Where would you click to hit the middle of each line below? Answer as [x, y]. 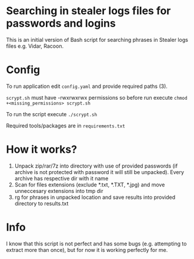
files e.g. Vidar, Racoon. [35, 46]
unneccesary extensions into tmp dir [59, 191]
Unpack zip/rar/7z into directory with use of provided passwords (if [96, 166]
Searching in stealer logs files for [88, 11]
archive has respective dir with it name [61, 178]
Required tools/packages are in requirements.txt [66, 126]
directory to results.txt [41, 203]
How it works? [42, 150]
